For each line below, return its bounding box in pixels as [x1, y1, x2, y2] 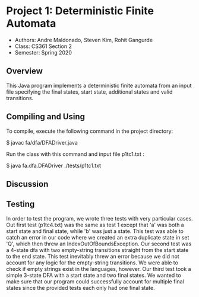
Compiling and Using [6, 111, 85, 122]
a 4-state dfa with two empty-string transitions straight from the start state [6, 246, 189, 253]
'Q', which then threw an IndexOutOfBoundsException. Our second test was [6, 240, 192, 247]
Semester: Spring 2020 [14, 49, 72, 56]
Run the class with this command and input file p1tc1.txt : [6, 150, 144, 158]
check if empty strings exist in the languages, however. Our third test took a [6, 265, 191, 272]
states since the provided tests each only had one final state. [6, 284, 156, 291]
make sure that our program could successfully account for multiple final [6, 277, 184, 285]
